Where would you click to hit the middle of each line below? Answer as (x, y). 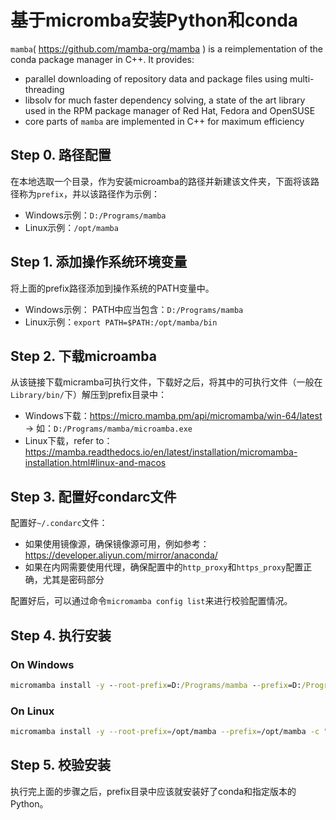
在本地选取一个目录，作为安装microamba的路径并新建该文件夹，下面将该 (160, 181)
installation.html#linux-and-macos (95, 463)
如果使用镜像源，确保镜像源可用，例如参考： (117, 544)
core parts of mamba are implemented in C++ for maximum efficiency (164, 121)
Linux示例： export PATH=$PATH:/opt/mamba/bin (121, 322)
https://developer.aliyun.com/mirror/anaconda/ (121, 555)
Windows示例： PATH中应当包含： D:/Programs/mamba (134, 309)
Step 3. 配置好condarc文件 (93, 496)
